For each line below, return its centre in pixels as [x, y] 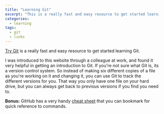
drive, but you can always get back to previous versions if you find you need [82, 86]
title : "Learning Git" [28, 10]
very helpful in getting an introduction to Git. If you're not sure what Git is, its [82, 65]
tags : [10, 28]
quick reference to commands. [36, 106]
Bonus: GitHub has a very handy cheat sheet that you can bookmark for [78, 101]
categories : [17, 19]
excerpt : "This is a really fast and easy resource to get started [75, 14]
